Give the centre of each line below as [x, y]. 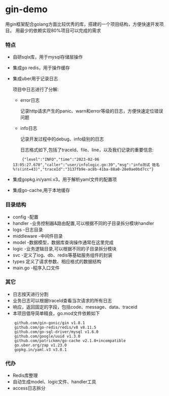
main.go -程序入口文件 [36, 268]
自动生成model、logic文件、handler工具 [54, 382]
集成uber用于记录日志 [35, 79]
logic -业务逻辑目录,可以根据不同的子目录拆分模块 [64, 248]
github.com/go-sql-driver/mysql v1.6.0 [57, 332]
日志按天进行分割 [30, 294]
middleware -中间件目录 [38, 236]
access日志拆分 [29, 388]
